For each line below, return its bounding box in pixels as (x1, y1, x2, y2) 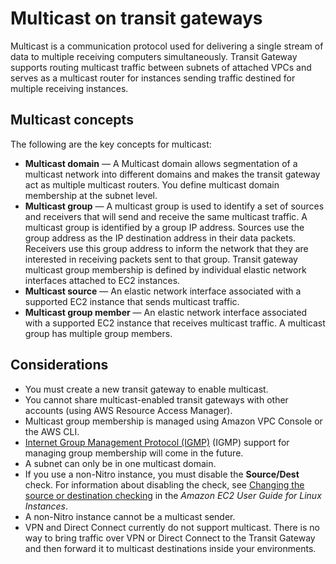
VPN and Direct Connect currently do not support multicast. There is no (24, 521, 321, 533)
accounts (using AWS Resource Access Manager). (24, 404, 233, 416)
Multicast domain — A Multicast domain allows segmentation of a (24, 157, 298, 169)
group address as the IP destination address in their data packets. (24, 232, 297, 244)
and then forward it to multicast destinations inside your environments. (24, 542, 317, 554)
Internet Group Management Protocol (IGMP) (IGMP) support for (24, 436, 290, 448)
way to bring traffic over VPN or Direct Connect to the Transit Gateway (24, 532, 316, 544)
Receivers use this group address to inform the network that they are (24, 242, 309, 254)
